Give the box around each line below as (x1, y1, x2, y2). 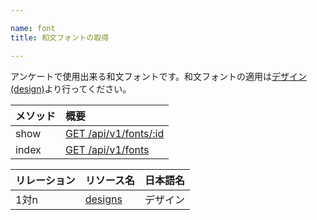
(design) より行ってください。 (10, 82, 132, 95)
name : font (10, 23, 56, 33)
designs (84, 192, 123, 206)
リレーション (15, 173, 76, 187)
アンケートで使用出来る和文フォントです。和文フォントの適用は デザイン (10, 70, 308, 82)
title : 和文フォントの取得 (10, 32, 110, 43)
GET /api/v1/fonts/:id (65, 126, 165, 140)
